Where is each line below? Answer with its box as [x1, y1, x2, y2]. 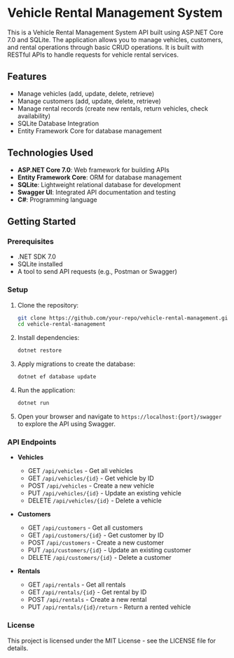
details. [7, 643, 29, 652]
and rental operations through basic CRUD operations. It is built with [7, 43, 205, 51]
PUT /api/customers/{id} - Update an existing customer [27, 546, 191, 554]
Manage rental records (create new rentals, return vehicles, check [17, 104, 209, 113]
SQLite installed [17, 260, 63, 268]
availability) [17, 111, 51, 120]
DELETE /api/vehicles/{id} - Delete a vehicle [27, 496, 163, 505]
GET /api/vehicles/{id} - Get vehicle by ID [27, 474, 154, 483]
